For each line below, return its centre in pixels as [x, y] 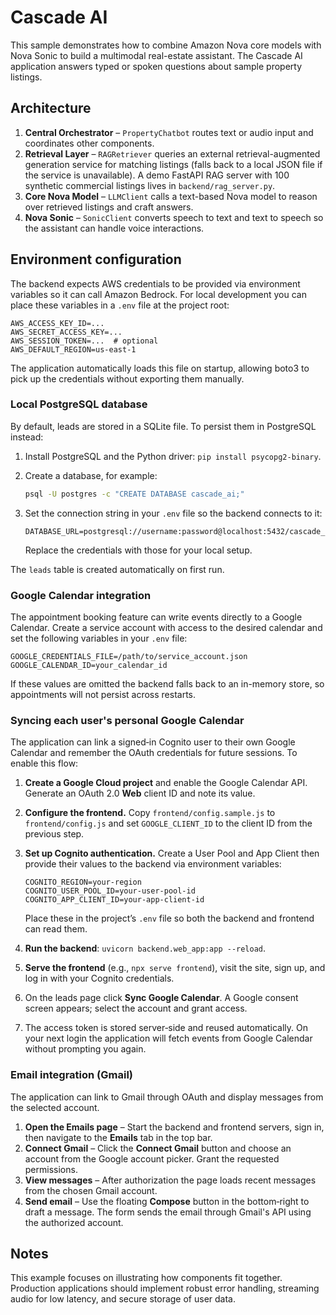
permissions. [51, 1169]
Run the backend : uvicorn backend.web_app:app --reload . [145, 948]
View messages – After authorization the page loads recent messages [170, 1180]
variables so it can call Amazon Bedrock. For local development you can [158, 294]
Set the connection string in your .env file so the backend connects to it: [173, 513]
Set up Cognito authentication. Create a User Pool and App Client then [172, 853]
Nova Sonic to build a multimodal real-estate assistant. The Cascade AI [156, 55]
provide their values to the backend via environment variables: [153, 864]
